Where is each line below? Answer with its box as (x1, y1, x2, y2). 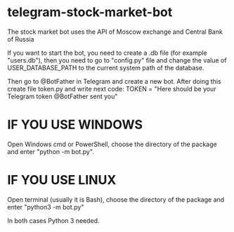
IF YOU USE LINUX (7, 172, 117, 188)
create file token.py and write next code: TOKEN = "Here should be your (7, 84, 216, 93)
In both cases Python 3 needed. (7, 216, 100, 225)
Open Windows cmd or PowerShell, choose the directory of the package (7, 140, 217, 148)
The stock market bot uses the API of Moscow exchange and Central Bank (7, 27, 223, 36)
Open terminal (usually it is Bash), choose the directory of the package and (7, 195, 225, 204)
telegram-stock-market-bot (7, 4, 173, 20)
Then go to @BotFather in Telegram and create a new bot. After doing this (7, 77, 221, 85)
